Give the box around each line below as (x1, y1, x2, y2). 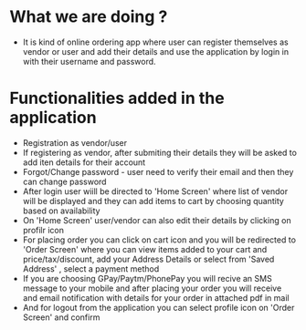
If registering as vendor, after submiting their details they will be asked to (22, 147, 297, 158)
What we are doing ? (9, 6, 168, 27)
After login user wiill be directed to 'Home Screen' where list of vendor (22, 185, 289, 197)
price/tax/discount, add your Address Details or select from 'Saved (22, 253, 275, 264)
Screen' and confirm (22, 312, 100, 323)
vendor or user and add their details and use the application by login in (22, 46, 290, 57)
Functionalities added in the (9, 88, 226, 108)
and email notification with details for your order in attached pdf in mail (22, 292, 290, 303)
